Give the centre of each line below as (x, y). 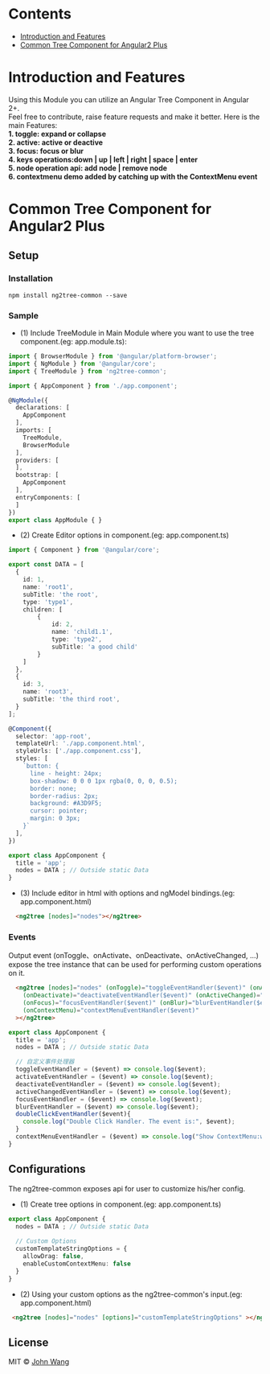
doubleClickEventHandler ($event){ (73, 1114)
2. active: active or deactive (55, 142)
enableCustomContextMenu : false (77, 1264)
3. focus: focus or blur (46, 150)
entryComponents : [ (48, 497)
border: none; (53, 788)
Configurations (47, 1169)
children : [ (43, 609)
